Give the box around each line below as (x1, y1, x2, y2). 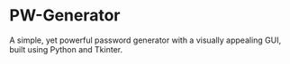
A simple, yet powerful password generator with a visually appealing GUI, (9, 35, 282, 45)
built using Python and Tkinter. (9, 44, 123, 54)
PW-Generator (9, 5, 121, 26)
